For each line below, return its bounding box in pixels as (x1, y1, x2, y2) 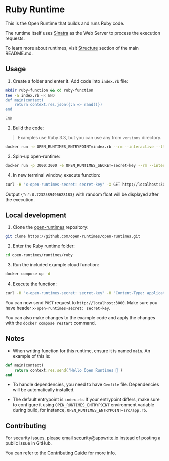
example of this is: (12, 353, 51, 359)
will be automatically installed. (12, 387, 75, 393)
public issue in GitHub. (5, 440, 52, 446)
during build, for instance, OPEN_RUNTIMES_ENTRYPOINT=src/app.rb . (12, 407, 147, 413)
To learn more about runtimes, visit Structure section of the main (5, 45, 139, 51)
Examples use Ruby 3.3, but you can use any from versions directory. (17, 135, 162, 140)
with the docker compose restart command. (5, 320, 96, 326)
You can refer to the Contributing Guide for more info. (5, 450, 117, 456)
